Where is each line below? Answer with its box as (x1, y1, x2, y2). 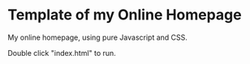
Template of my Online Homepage (7, 6, 242, 24)
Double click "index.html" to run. (7, 48, 117, 58)
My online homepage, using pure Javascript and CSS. (7, 32, 188, 42)
